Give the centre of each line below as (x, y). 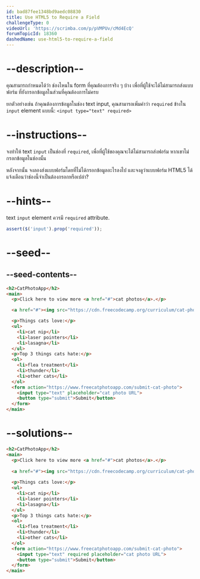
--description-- (45, 69)
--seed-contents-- (42, 275)
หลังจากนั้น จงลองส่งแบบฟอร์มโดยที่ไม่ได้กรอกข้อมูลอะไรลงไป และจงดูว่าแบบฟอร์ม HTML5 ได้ (99, 170)
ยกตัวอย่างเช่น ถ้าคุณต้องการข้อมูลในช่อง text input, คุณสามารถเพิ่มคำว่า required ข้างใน (96, 104)
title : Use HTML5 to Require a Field (53, 17)
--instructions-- (47, 135)
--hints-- (29, 201)
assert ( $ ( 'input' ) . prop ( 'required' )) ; (54, 229)
